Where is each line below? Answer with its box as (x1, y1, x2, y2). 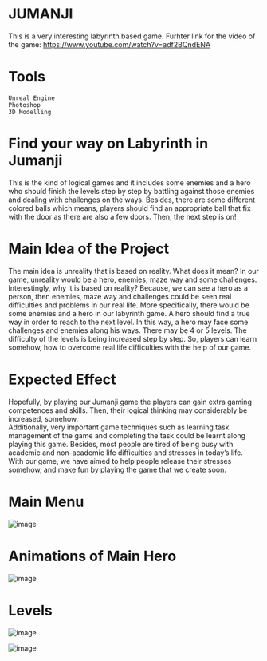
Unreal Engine (8, 93, 56, 102)
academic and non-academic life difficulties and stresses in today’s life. (8, 448, 243, 457)
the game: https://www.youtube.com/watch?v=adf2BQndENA (8, 39, 211, 49)
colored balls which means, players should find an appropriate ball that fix (8, 203, 251, 212)
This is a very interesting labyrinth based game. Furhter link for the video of (8, 31, 256, 41)
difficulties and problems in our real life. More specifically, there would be (8, 300, 249, 310)
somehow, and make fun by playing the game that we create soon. (8, 465, 227, 474)
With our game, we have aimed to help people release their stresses (8, 456, 232, 465)
